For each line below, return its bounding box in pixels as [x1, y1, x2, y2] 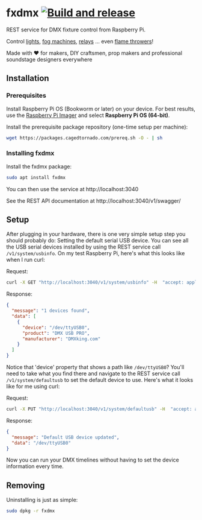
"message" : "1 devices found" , [11, 308, 90, 314]
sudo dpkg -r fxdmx [6, 508, 55, 514]
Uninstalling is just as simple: [6, 496, 78, 504]
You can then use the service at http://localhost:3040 [6, 185, 139, 192]
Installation [6, 73, 49, 84]
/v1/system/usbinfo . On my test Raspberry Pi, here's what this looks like [6, 250, 185, 257]
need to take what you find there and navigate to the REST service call [6, 370, 180, 377]
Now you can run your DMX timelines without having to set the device [6, 456, 179, 464]
